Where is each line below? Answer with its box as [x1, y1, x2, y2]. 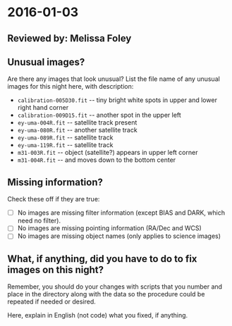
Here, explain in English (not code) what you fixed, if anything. [7, 311, 188, 320]
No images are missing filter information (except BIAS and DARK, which [17, 208, 226, 217]
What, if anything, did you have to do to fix [7, 253, 197, 265]
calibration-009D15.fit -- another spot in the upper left [17, 111, 181, 120]
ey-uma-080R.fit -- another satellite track [17, 126, 138, 134]
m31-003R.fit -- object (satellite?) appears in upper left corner [17, 149, 198, 157]
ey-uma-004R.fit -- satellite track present [17, 118, 138, 127]
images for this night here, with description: [7, 82, 134, 91]
